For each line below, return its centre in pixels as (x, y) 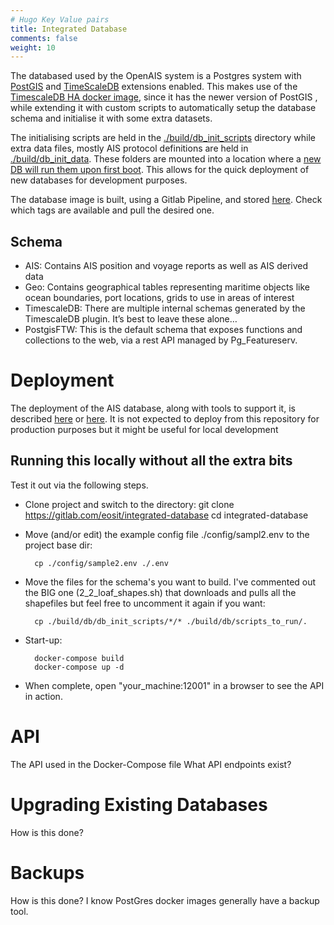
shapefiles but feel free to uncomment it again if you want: (145, 603)
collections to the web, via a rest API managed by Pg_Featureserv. (161, 340)
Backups (47, 872)
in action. (43, 696)
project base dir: (58, 545)
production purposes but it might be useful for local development (144, 429)
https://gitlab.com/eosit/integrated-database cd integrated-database (166, 515)
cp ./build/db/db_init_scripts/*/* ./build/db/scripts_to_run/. (171, 621)
